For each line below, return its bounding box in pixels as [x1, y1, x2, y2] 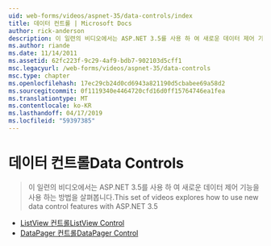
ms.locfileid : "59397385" [8, 117, 95, 125]
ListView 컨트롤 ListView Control [19, 218, 125, 227]
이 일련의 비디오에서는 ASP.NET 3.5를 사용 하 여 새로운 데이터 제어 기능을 [27, 182, 260, 192]
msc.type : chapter [8, 72, 70, 80]
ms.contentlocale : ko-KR [8, 102, 92, 110]
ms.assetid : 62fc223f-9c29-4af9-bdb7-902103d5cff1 [8, 57, 182, 65]
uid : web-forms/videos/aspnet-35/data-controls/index [8, 11, 194, 20]
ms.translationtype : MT [8, 94, 89, 102]
